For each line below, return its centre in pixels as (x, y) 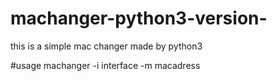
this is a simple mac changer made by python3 (106, 46)
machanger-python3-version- (139, 18)
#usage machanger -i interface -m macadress (105, 65)
